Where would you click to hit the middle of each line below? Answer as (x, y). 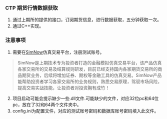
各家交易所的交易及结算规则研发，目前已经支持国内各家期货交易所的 (87, 69)
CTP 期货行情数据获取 (32, 7)
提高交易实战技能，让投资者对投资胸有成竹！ (63, 87)
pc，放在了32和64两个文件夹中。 (47, 104)
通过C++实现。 (28, 26)
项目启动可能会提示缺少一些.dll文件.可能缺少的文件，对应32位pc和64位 (85, 98)
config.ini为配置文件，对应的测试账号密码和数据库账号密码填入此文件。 (85, 110)
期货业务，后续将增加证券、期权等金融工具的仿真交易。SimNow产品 (92, 75)
